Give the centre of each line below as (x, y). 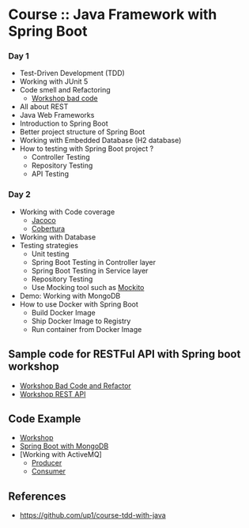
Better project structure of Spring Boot (82, 132)
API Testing (50, 174)
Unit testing (50, 254)
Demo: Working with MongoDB (70, 296)
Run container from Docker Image (87, 329)
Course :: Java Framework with (113, 15)
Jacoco (44, 220)
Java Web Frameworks (57, 115)
